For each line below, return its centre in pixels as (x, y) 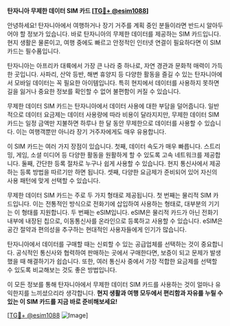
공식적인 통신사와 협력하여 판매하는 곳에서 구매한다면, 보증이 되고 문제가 (112, 253)
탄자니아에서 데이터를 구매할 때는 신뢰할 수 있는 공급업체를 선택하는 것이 (103, 244)
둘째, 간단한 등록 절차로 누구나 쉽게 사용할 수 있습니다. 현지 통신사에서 (115, 163)
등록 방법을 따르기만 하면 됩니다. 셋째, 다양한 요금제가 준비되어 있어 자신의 (118, 172)
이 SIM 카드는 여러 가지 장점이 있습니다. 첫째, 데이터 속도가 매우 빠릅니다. (105, 146)
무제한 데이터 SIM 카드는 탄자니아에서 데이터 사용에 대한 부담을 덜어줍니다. (107, 106)
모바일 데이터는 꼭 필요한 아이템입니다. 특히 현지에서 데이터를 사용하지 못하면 (117, 83)
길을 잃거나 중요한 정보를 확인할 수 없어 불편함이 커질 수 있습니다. (94, 91)
